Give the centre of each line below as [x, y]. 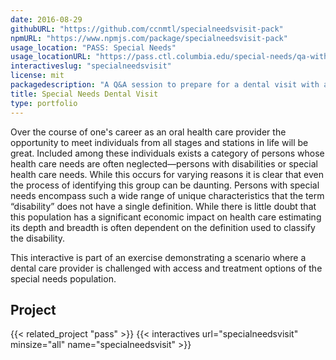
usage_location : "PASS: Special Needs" [93, 47]
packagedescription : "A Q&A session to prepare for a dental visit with [165, 85]
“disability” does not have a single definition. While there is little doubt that [163, 206]
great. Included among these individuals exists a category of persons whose [167, 153]
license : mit [37, 76]
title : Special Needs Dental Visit [84, 94]
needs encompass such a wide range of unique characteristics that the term [167, 195]
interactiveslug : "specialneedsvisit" [91, 66]
